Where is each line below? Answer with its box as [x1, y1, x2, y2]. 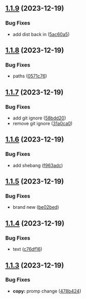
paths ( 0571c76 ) [12, 73, 47, 79]
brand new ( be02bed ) [12, 204, 59, 210]
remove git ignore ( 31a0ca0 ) [12, 121, 73, 127]
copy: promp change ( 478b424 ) [12, 288, 81, 294]
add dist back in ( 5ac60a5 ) [12, 31, 70, 37]
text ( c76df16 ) [12, 246, 42, 252]
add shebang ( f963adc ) [12, 162, 63, 168]
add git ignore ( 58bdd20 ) [12, 115, 67, 121]
